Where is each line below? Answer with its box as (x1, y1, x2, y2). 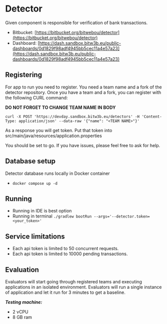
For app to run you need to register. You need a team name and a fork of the (5, 84, 162, 90)
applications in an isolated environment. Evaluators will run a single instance (5, 284, 162, 290)
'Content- (141, 114, 162, 119)
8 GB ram (12, 314, 32, 320)
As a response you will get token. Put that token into (5, 127, 112, 133)
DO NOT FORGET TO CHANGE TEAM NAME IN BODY (5, 104, 116, 111)
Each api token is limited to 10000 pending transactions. (12, 251, 128, 257)
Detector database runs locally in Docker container (5, 170, 110, 176)
